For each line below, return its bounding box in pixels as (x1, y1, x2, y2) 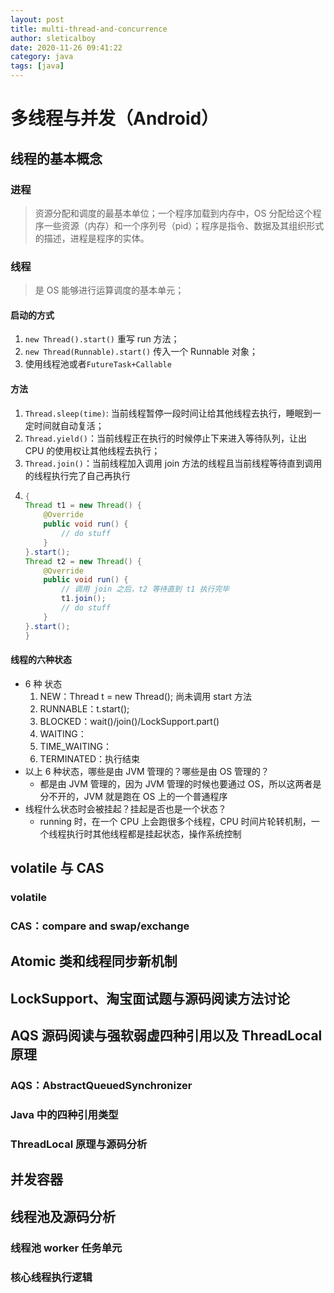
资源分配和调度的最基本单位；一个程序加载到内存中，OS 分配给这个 (34, 207, 313, 219)
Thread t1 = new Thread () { (24, 501, 143, 511)
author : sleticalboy (10, 33, 97, 43)
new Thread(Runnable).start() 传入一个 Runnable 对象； (24, 346, 258, 358)
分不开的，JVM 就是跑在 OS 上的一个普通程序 (39, 790, 228, 802)
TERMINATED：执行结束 (39, 752, 141, 765)
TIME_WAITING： (39, 740, 113, 752)
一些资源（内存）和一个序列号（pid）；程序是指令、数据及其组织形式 (43, 219, 325, 231)
